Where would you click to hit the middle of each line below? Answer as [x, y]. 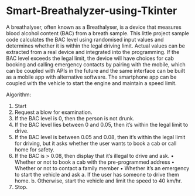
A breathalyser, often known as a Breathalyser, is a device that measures [94, 27]
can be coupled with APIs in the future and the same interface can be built [96, 70]
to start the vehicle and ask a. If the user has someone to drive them [97, 174]
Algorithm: [18, 94]
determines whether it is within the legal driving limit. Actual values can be [96, 46]
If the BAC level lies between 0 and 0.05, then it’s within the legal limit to [101, 124]
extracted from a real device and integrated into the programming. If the [93, 52]
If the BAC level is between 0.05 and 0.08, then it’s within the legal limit [100, 137]
